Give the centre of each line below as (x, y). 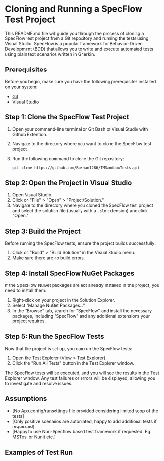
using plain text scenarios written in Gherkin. (50, 54)
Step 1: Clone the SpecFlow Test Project (67, 117)
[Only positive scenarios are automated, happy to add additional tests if (84, 421)
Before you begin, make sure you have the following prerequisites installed (81, 81)
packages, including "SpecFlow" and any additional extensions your (81, 316)
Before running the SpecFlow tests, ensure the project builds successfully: (81, 243)
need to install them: (26, 290)
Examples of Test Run (39, 452)
